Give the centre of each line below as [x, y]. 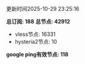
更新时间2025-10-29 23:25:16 [43, 9]
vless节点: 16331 [35, 34]
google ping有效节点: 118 [37, 54]
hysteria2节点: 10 [36, 42]
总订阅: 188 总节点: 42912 [38, 22]
